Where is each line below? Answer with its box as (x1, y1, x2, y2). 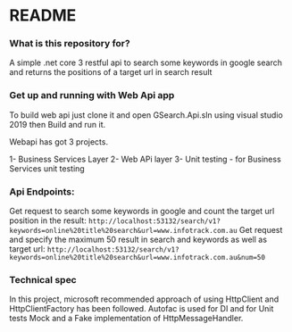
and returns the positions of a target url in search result (9, 67, 213, 78)
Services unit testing (9, 162, 85, 174)
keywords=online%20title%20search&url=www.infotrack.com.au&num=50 (9, 253, 266, 262)
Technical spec (9, 274, 78, 286)
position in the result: (9, 215, 87, 226)
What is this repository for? (9, 37, 131, 50)
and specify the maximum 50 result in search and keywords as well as (9, 234, 268, 245)
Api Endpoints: (9, 185, 75, 197)
